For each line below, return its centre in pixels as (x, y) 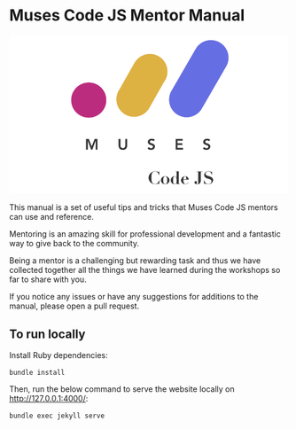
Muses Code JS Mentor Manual (127, 16)
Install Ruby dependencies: (58, 355)
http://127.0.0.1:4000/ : (49, 399)
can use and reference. (52, 217)
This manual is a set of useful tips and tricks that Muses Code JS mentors (144, 207)
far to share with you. (48, 279)
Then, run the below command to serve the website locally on (122, 389)
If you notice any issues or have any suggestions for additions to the (134, 297)
